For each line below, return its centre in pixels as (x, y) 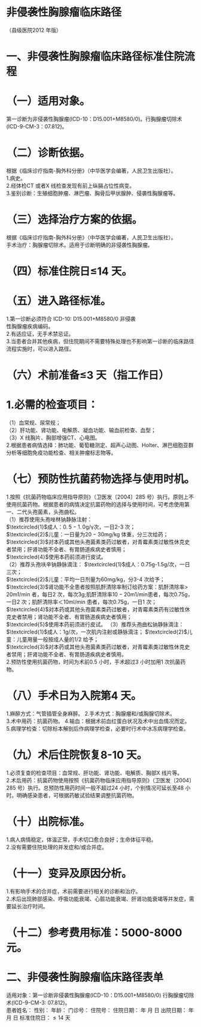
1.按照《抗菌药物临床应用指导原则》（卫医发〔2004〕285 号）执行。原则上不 (100, 497)
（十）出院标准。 (48, 822)
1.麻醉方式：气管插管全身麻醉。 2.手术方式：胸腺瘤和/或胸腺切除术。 (91, 714)
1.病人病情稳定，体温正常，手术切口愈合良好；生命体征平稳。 (81, 839)
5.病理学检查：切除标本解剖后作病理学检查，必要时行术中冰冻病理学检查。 (98, 729)
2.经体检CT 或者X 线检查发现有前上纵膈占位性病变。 (71, 186)
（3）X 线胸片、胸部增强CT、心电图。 (53, 438)
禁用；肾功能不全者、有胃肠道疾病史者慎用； (77, 617)
